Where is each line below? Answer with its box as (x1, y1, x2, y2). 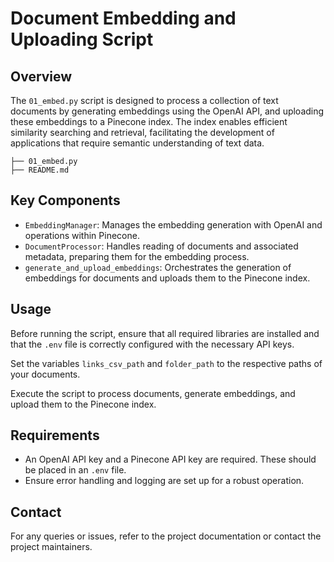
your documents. (10, 368, 81, 380)
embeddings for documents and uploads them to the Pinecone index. (24, 272, 311, 284)
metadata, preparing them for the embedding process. (24, 250, 250, 262)
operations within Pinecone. (24, 229, 140, 241)
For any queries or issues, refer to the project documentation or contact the (10, 530, 322, 542)
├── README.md (10, 165, 70, 175)
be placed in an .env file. (24, 464, 127, 476)
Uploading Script (10, 28, 154, 51)
